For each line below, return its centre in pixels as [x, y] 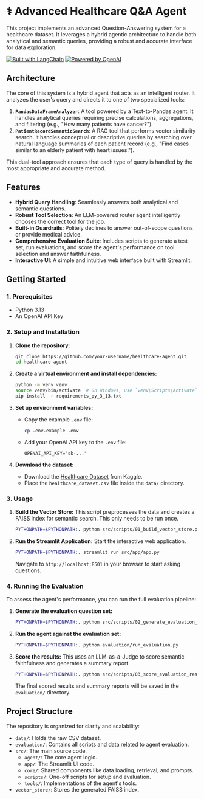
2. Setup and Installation [43, 332]
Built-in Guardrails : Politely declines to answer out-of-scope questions [104, 228]
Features [23, 188]
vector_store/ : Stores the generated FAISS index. [77, 789]
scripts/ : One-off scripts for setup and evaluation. [87, 777]
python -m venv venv [41, 385]
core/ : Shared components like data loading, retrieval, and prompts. [109, 770]
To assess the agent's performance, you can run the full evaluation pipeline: [101, 600]
